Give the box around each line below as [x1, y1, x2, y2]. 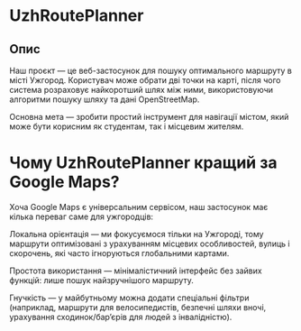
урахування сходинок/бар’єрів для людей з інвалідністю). [9, 311, 233, 322]
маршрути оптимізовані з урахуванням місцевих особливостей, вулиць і [9, 238, 290, 249]
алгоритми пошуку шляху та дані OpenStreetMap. [9, 94, 200, 105]
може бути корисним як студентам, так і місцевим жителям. [9, 121, 244, 132]
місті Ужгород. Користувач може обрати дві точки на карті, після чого [9, 75, 281, 86]
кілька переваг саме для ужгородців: [9, 211, 154, 222]
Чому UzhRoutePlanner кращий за [9, 152, 278, 173]
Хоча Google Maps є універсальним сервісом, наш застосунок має [9, 201, 269, 212]
